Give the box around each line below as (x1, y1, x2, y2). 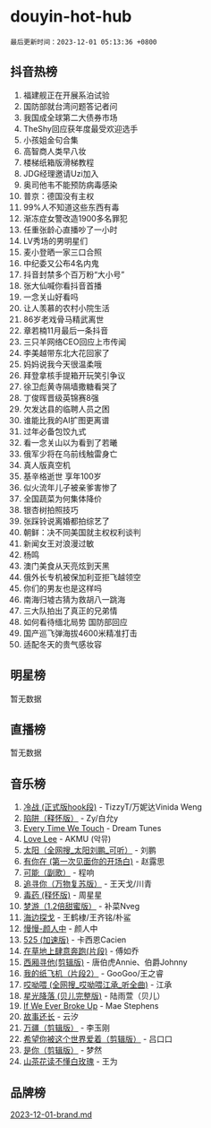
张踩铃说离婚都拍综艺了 (22, 516, 110, 526)
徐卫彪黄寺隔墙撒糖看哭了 (22, 381, 118, 392)
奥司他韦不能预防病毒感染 (22, 179, 118, 190)
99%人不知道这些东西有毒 (22, 202, 120, 213)
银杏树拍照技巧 (22, 504, 79, 515)
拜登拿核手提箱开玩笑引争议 (22, 369, 126, 380)
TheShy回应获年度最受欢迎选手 (22, 123, 139, 134)
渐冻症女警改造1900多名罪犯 (22, 213, 128, 223)
